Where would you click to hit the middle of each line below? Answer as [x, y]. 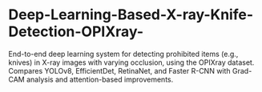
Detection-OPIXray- [76, 32]
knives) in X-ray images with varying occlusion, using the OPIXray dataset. [131, 62]
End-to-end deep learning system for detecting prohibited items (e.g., [123, 54]
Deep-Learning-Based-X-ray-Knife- [131, 15]
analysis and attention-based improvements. [100, 79]
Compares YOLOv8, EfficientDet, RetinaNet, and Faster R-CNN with [119, 70]
